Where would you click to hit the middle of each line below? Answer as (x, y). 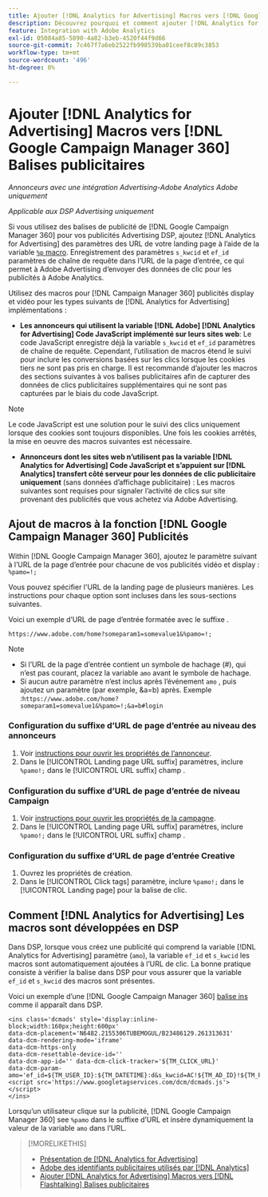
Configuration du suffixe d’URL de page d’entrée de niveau (124, 791)
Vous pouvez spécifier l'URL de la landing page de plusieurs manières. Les (131, 587)
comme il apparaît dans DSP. (56, 1005)
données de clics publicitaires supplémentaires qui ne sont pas (123, 385)
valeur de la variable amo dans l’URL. (67, 1128)
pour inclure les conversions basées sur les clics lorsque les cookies (132, 359)
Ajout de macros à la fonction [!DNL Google (118, 524)
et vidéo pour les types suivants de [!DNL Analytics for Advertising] (119, 301)
